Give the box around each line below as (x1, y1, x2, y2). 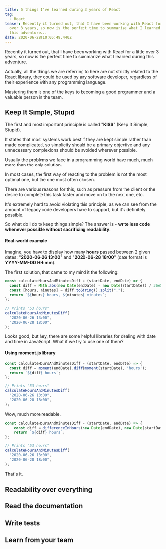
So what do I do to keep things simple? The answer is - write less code (5, 221, 150, 227)
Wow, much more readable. (5, 411, 61, 417)
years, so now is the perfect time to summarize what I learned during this (5, 54, 154, 59)
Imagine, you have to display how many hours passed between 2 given (5, 249, 150, 255)
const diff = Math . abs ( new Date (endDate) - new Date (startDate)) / (9, 283, 152, 288)
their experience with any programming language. (5, 79, 107, 85)
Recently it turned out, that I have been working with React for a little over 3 (5, 48, 159, 55)
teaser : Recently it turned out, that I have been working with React (5, 21, 154, 26)
